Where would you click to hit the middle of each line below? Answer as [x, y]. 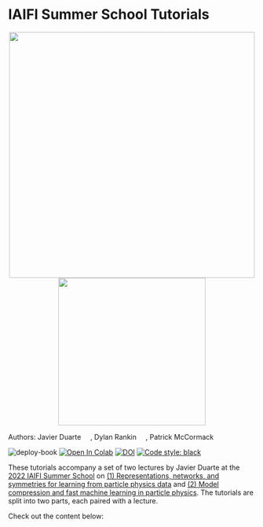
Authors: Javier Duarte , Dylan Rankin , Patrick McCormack [111, 437]
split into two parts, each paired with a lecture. [83, 500]
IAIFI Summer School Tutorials [109, 15]
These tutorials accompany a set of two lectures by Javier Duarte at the [124, 467]
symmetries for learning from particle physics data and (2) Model [114, 484]
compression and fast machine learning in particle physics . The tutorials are [131, 492]
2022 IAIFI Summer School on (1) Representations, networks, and [114, 475]
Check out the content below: [56, 516]
